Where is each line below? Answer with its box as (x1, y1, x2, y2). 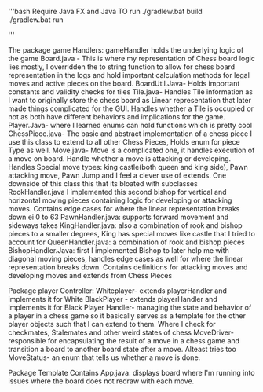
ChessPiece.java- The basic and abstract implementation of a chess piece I (8, 129, 253, 138)
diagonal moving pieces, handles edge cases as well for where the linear (8, 255, 243, 263)
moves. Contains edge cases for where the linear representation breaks (8, 204, 240, 213)
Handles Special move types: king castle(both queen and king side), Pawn (8, 163, 249, 171)
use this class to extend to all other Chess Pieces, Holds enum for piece (8, 137, 241, 146)
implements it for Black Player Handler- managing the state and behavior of (8, 302, 252, 312)
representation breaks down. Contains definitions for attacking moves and (8, 262, 248, 272)
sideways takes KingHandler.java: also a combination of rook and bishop (8, 221, 243, 230)
